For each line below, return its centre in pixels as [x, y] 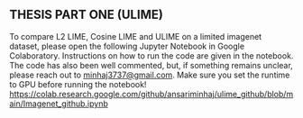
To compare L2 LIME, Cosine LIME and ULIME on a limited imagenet [136, 36]
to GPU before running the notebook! [78, 84]
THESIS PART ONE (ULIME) [87, 15]
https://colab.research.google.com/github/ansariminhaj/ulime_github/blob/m [151, 94]
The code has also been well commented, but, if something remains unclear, [151, 65]
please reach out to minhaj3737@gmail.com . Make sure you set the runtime [150, 75]
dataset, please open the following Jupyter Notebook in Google [127, 46]
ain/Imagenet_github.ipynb [59, 104]
